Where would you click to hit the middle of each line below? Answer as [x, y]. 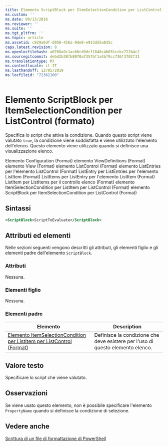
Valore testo [24, 366]
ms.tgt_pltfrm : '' [24, 33]
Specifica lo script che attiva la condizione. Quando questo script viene [79, 135]
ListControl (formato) [50, 121]
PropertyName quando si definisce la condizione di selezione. [67, 410]
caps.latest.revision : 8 [31, 47]
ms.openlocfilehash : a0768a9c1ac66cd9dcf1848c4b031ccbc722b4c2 [72, 52]
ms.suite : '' [19, 29]
